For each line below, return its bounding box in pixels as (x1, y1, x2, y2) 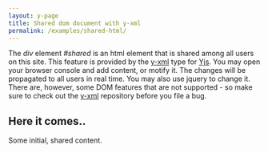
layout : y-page (8, 11, 59, 20)
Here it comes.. (8, 114, 86, 128)
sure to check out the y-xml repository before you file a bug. (8, 91, 207, 101)
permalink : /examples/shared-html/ (8, 26, 127, 34)
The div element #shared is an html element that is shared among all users (8, 49, 254, 58)
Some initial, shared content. (8, 135, 102, 145)
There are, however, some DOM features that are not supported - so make (8, 83, 254, 92)
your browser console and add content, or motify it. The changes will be (8, 66, 246, 75)
